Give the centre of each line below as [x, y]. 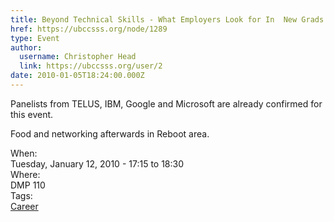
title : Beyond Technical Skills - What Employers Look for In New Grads [167, 19]
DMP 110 [28, 185]
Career [24, 206]
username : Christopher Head [78, 57]
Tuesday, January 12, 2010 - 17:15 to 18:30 [97, 163]
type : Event [35, 38]
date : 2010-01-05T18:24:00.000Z [77, 76]
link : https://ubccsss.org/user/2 [91, 66]
